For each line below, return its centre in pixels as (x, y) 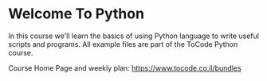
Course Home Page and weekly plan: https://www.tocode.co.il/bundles (125, 67)
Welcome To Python (77, 14)
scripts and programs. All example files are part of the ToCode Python (123, 44)
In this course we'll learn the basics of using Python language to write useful (133, 36)
